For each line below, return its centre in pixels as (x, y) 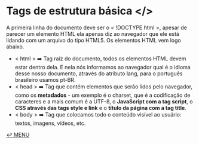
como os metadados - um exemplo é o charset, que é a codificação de (102, 95)
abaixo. (15, 47)
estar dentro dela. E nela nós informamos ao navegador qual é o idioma (103, 67)
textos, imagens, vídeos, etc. (50, 123)
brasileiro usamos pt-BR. (45, 79)
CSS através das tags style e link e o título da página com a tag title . (100, 108)
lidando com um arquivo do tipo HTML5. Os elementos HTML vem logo (94, 40)
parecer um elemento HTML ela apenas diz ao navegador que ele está (93, 33)
